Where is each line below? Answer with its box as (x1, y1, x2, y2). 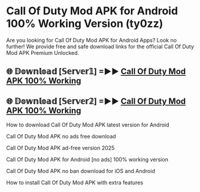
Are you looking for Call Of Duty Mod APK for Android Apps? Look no (6, 36, 177, 44)
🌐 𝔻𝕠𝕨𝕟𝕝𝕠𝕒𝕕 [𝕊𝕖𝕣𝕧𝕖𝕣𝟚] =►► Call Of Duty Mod (6, 96, 186, 106)
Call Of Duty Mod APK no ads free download (6, 133, 116, 140)
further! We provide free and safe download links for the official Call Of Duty (6, 43, 195, 50)
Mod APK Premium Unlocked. (6, 49, 80, 56)
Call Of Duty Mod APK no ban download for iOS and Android (6, 168, 156, 175)
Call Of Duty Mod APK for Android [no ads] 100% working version (6, 156, 169, 163)
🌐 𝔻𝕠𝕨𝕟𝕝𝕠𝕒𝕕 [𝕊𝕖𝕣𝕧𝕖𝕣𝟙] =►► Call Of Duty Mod (6, 67, 186, 77)
